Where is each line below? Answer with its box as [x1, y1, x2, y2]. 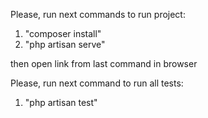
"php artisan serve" [24, 39, 106, 50]
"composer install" [24, 28, 102, 39]
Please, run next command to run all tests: [10, 77, 184, 89]
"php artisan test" [24, 97, 98, 108]
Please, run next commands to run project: [10, 9, 186, 20]
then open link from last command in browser [10, 58, 198, 69]
